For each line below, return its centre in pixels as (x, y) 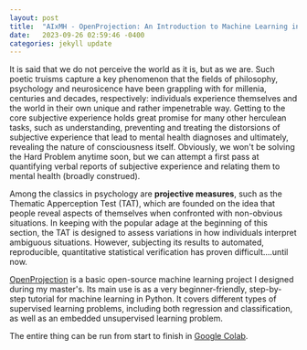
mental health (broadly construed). (75, 176)
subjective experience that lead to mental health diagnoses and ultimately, (149, 137)
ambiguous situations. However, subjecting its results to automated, (137, 242)
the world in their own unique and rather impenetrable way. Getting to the (148, 108)
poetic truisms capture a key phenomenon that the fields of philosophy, (144, 80)
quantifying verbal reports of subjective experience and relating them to (145, 166)
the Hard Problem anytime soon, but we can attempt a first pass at (134, 157)
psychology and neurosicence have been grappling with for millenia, (138, 89)
